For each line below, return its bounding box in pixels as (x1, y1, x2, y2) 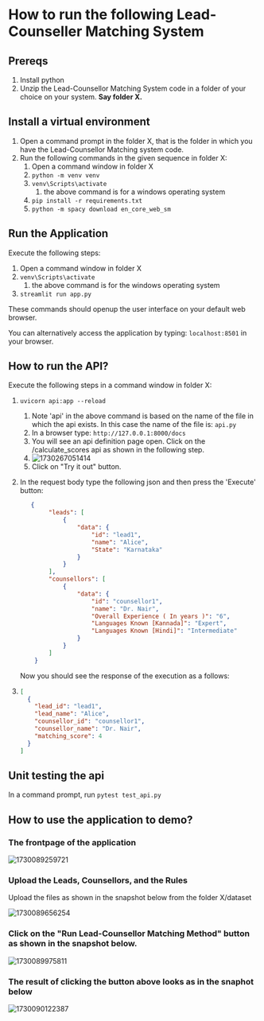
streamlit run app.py (19, 290, 91, 298)
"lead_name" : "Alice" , (34, 710, 110, 718)
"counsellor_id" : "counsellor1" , (34, 717, 146, 725)
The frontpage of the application (8, 837, 137, 848)
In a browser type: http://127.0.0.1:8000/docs (31, 428, 186, 438)
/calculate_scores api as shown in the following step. (31, 445, 205, 455)
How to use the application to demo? (8, 813, 193, 826)
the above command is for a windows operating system (43, 187, 226, 196)
